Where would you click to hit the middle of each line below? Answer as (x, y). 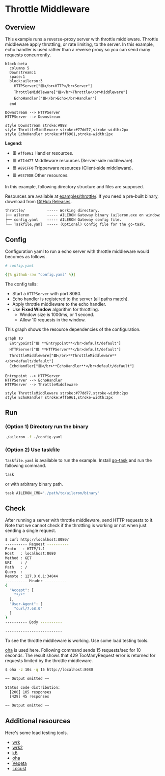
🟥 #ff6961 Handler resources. (43, 153)
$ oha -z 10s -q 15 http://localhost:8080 (49, 670)
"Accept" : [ (22, 590)
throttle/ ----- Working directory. (52, 211)
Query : (14, 572)
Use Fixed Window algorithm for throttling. (55, 310)
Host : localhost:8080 (30, 554)
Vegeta (19, 763)
